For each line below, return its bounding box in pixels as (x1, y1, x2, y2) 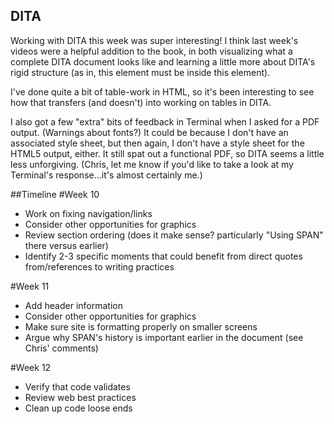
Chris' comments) (24, 342, 99, 354)
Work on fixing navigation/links (24, 207, 153, 219)
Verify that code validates (24, 380, 131, 393)
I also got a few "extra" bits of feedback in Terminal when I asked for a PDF (10, 115, 320, 128)
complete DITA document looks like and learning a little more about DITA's (10, 55, 316, 68)
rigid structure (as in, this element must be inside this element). (10, 66, 271, 78)
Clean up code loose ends (24, 402, 133, 414)
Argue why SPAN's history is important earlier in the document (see (24, 331, 304, 343)
